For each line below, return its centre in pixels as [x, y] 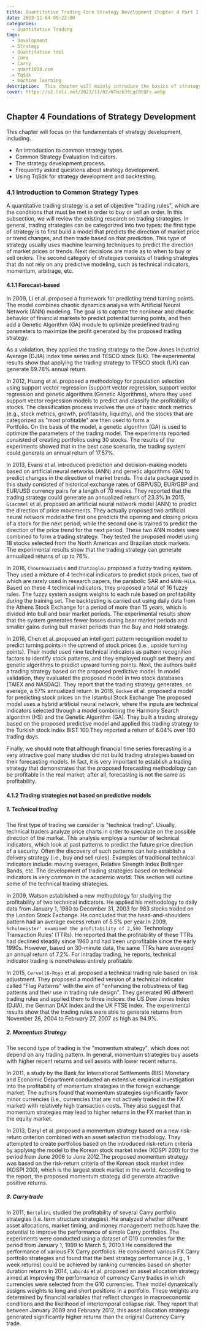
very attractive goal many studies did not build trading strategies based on [100, 755]
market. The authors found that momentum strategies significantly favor [97, 1092]
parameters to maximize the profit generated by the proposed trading [94, 331]
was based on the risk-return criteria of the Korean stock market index [95, 1163]
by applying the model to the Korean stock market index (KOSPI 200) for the [102, 1150]
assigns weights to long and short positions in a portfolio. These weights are [103, 1290]
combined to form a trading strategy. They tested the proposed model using [102, 537]
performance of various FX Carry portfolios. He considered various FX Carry [103, 1252]
